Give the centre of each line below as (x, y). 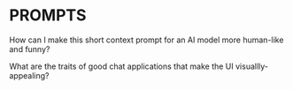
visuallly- (251, 66)
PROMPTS (48, 15)
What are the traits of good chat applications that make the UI (122, 66)
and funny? (30, 49)
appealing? (29, 75)
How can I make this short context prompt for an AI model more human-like (146, 40)
